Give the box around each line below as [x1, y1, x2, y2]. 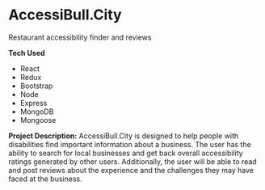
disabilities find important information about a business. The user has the [8, 139, 252, 149]
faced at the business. [8, 174, 82, 184]
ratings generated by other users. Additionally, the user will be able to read [8, 156, 257, 167]
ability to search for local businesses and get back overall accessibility [8, 148, 244, 158]
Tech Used [8, 48, 46, 57]
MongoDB [19, 107, 54, 116]
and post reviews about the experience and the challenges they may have [8, 165, 254, 175]
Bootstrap [19, 81, 53, 91]
